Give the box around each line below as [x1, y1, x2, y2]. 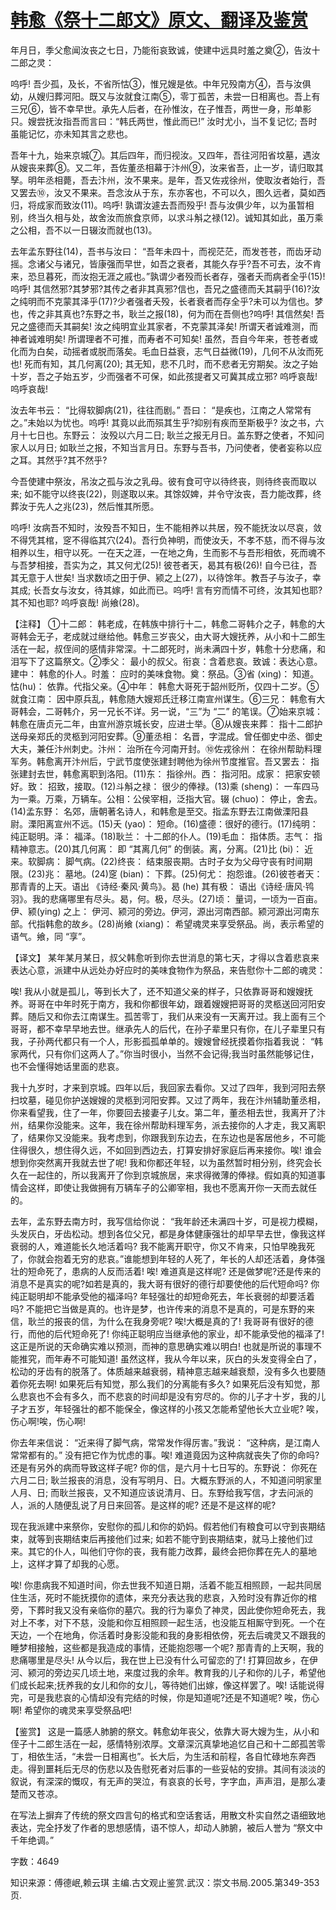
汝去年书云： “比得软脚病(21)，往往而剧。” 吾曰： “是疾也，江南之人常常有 [10, 404, 312, 416]
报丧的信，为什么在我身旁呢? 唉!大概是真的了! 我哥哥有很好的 [53, 1315, 306, 1327]
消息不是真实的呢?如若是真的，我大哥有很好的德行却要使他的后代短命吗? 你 [10, 1277, 320, 1290]
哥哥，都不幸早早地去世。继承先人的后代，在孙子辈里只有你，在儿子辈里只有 [10, 1022, 326, 1035]
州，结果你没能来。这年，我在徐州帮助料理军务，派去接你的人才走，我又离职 [10, 1119, 326, 1131]
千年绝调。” [10, 1834, 55, 1846]
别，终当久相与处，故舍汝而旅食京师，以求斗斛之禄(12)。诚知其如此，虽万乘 [10, 211, 324, 223]
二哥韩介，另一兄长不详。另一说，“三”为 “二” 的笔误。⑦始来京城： [44, 705, 323, 717]
